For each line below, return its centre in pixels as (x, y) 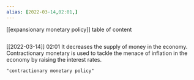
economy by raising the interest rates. (54, 59)
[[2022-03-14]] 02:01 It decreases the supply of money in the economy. (97, 46)
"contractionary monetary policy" (50, 71)
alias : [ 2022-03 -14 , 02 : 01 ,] (42, 12)
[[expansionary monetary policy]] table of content (69, 29)
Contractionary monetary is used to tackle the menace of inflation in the (97, 53)
